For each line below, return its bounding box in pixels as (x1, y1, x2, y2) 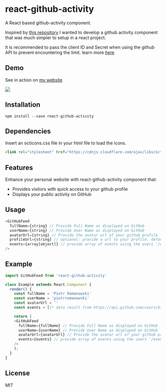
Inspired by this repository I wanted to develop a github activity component (5, 29, 158, 35)
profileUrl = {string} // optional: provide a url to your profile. (9, 237, 149, 242)
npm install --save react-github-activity (5, 114, 94, 119)
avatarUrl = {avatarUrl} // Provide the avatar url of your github (18, 332, 156, 337)
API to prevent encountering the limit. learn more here (5, 49, 115, 55)
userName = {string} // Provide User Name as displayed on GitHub (9, 228, 145, 233)
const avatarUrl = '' (14, 301, 58, 305)
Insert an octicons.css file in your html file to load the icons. (5, 140, 126, 146)
